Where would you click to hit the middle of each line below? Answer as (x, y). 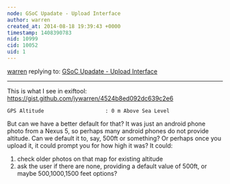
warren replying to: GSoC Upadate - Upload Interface (82, 71)
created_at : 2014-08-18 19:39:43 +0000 (64, 26)
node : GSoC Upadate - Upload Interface (64, 13)
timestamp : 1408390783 (39, 33)
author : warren (29, 20)
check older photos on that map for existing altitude (90, 159)
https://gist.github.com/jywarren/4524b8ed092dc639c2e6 (90, 98)
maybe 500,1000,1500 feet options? (67, 173)
